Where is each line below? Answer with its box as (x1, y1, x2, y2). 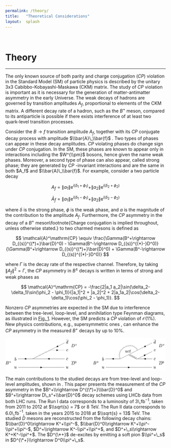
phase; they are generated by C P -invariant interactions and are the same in (5, 162, 164, 168)
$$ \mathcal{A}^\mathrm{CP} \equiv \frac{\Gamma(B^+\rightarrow (15, 235, 156, 241)
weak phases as (5, 274, 39, 280)
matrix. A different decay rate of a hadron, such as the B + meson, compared (5, 107, 165, 114)
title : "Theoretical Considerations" (5, 13, 90, 19)
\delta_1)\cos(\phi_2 (51, 295, 93, 301)
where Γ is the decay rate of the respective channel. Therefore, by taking (5, 261, 158, 267)
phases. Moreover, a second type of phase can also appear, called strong (5, 157, 160, 163)
